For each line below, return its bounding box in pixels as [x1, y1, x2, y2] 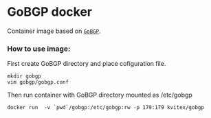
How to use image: [7, 44, 71, 54]
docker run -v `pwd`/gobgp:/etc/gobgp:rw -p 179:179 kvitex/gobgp [7, 104, 205, 111]
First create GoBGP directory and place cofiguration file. [7, 60, 166, 68]
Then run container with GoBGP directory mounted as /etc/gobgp [7, 91, 192, 99]
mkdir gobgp [7, 73, 41, 80]
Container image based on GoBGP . [7, 27, 101, 35]
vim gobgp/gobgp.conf [7, 79, 69, 86]
